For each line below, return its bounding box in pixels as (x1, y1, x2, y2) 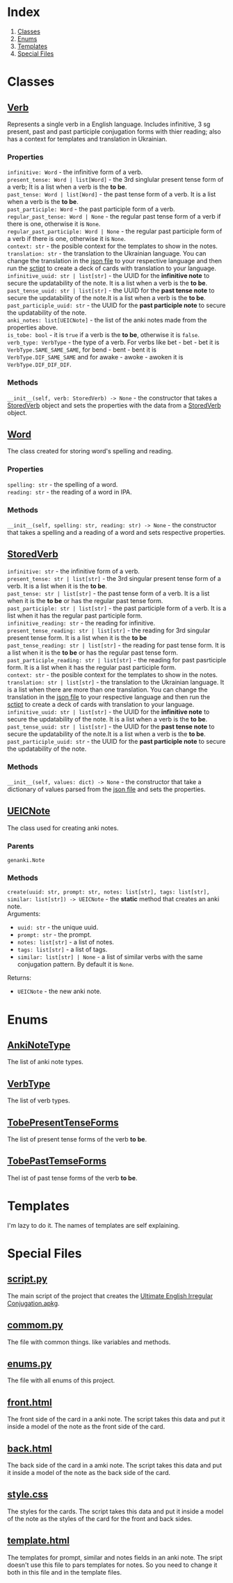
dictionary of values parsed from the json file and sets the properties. (7, 785, 206, 794)
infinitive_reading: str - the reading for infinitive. (7, 618, 155, 627)
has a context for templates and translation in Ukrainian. (7, 134, 168, 143)
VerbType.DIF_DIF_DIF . (7, 360, 72, 369)
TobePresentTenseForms (7, 1116, 119, 1128)
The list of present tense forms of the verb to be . (7, 1135, 147, 1144)
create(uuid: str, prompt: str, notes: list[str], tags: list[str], (7, 889, 210, 896)
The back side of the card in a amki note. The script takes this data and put (7, 1461, 223, 1469)
